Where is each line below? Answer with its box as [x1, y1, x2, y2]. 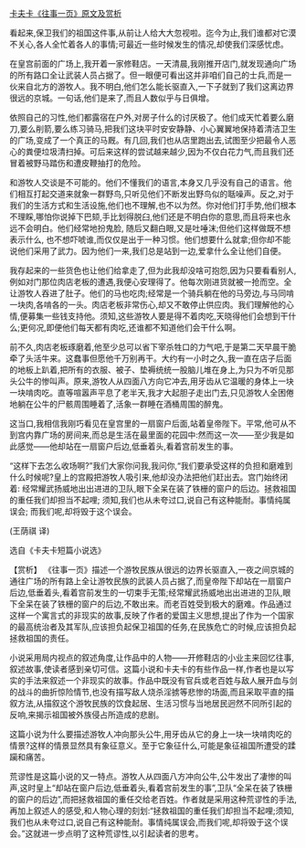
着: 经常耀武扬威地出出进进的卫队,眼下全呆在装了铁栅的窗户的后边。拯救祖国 [9, 483, 297, 493]
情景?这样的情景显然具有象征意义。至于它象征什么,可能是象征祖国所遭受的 [9, 740, 289, 751]
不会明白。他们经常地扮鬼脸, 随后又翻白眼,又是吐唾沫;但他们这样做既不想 [16, 223, 291, 233]
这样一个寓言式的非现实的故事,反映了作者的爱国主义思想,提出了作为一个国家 [9, 610, 295, 620]
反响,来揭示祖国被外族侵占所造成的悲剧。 [9, 709, 164, 720]
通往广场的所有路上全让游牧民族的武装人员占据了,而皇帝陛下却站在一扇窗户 [9, 576, 292, 587]
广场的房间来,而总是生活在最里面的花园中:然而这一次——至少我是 [40, 429, 287, 440]
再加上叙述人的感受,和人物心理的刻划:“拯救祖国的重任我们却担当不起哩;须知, [9, 805, 294, 816]
